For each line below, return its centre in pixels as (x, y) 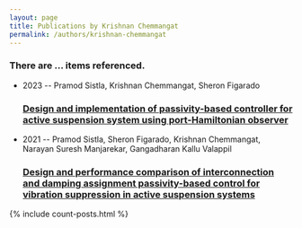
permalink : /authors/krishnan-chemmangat (88, 34)
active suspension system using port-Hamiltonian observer (155, 119)
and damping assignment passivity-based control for (141, 183)
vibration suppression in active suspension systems (139, 194)
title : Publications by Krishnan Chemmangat (94, 26)
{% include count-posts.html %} (69, 214)
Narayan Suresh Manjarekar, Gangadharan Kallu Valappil (127, 148)
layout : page (34, 18)
